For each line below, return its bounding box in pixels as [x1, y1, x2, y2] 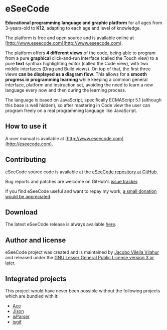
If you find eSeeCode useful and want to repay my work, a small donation [5, 188, 157, 194]
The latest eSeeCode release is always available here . [5, 222, 117, 228]
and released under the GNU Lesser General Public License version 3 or [5, 255, 154, 261]
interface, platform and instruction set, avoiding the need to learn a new [5, 81, 153, 88]
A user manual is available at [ [5, 135, 67, 141]
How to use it [5, 122, 47, 131]
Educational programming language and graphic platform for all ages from [5, 20, 162, 26]
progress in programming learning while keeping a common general [5, 76, 148, 82]
